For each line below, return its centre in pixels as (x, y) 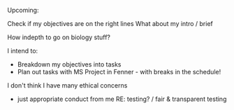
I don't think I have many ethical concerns (67, 85)
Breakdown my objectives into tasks (69, 64)
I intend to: (23, 51)
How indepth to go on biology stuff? (59, 37)
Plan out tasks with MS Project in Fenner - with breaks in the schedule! (119, 72)
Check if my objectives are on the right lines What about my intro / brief (110, 23)
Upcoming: (23, 10)
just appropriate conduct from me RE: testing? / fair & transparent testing (122, 99)
